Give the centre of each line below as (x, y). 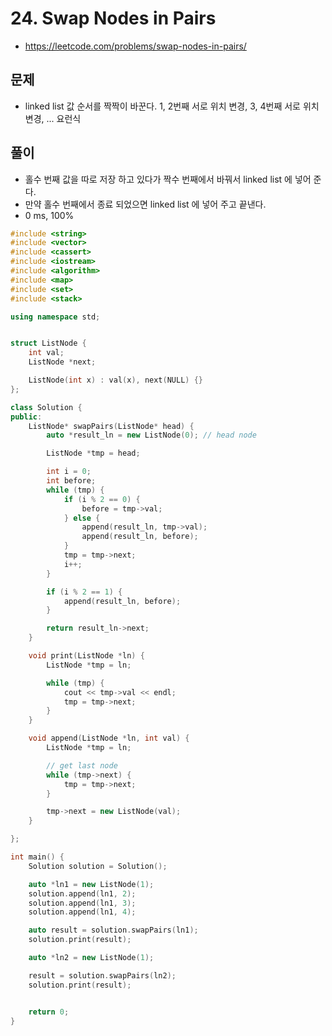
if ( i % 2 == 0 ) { (102, 499)
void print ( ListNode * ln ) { (86, 656)
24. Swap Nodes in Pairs (113, 18)
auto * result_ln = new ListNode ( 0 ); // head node (151, 435)
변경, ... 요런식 (53, 118)
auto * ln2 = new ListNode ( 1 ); (91, 958)
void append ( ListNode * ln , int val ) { (109, 738)
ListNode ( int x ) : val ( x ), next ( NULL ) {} (115, 380)
